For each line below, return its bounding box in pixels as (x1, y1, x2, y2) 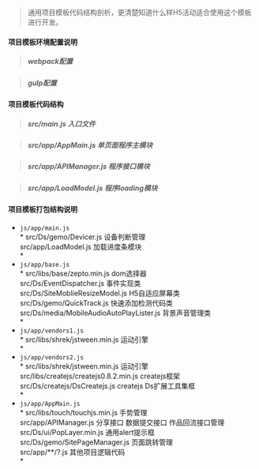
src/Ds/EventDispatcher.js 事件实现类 (19, 278, 141, 287)
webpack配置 (27, 57, 73, 66)
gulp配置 (27, 78, 57, 88)
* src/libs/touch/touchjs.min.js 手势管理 (19, 407, 148, 417)
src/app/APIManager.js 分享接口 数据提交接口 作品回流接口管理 (19, 418, 225, 427)
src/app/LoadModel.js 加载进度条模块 (19, 242, 142, 251)
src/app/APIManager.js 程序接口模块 (27, 162, 150, 171)
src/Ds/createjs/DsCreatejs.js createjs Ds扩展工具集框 (19, 381, 196, 390)
